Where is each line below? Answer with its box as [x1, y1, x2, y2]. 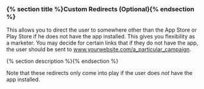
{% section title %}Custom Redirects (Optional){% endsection [6, 5, 195, 13]
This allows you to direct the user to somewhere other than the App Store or [6, 26, 197, 34]
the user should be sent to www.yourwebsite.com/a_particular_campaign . [6, 46, 192, 53]
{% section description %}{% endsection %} [6, 57, 119, 65]
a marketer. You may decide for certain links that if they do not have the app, [6, 39, 199, 47]
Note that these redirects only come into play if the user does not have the [6, 69, 193, 77]
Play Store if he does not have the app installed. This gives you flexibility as [6, 33, 195, 40]
